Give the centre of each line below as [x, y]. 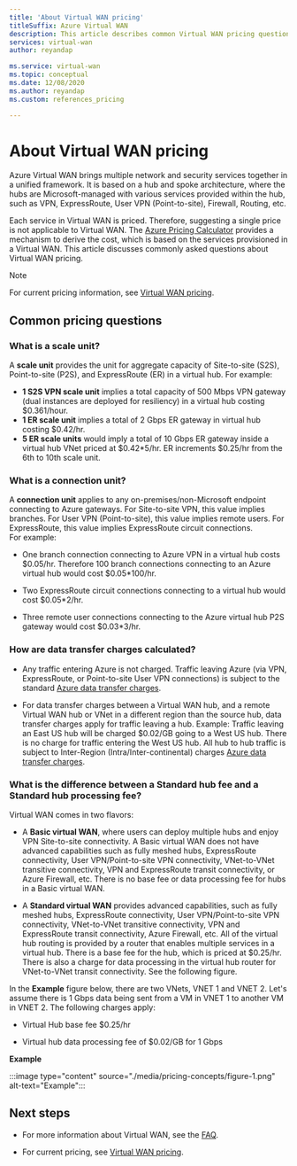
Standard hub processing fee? [76, 796]
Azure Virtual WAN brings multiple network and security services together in [148, 175]
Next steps [40, 1113]
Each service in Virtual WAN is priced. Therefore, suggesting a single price [145, 221]
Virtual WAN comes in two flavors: [72, 815]
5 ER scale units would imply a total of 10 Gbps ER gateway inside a [145, 439]
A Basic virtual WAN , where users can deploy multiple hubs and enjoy [150, 832]
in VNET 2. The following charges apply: [83, 1007]
